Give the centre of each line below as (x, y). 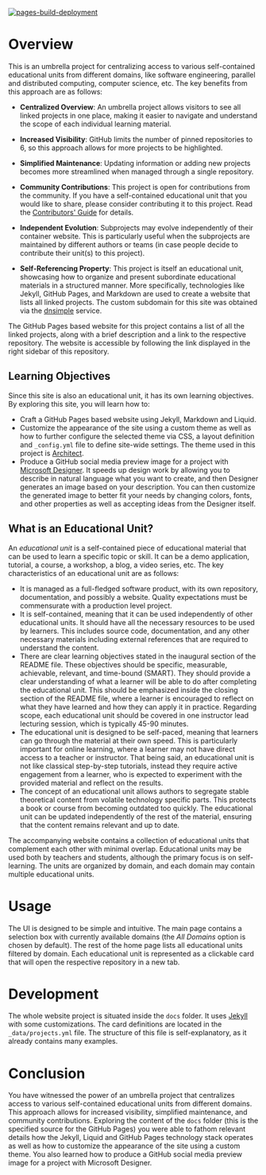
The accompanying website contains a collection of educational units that (129, 840)
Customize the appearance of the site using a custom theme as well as (135, 427)
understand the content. (59, 647)
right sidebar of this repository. (59, 351)
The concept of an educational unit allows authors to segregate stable (134, 791)
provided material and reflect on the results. (91, 783)
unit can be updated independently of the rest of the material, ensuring (136, 816)
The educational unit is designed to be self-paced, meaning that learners (139, 732)
